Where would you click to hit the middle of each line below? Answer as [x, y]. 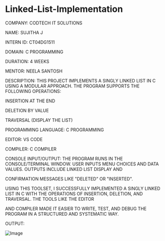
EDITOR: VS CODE [24, 139]
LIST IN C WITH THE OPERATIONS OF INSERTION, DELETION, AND [74, 194]
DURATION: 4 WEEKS [27, 61]
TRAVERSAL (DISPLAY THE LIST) [39, 120]
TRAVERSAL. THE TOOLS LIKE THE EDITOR [50, 199]
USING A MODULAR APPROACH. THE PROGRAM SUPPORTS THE [72, 86]
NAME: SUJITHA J [24, 32]
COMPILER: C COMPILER [31, 149]
